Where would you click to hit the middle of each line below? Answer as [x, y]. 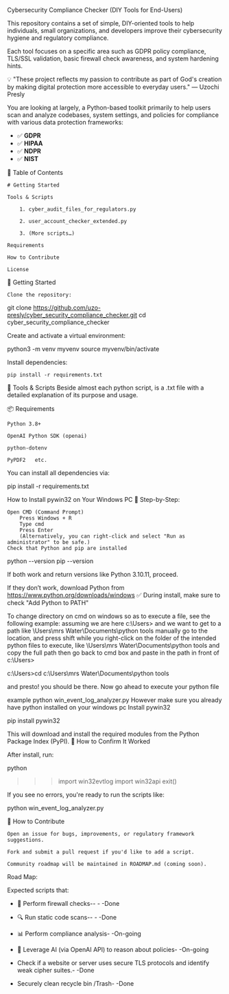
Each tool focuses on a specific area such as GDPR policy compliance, [107, 51]
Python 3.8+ [24, 424]
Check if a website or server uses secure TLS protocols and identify [113, 963]
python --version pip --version [50, 561]
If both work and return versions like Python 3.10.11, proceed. [93, 574]
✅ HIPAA [30, 143]
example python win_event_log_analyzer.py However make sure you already [114, 700]
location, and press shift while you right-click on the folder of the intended [112, 638]
